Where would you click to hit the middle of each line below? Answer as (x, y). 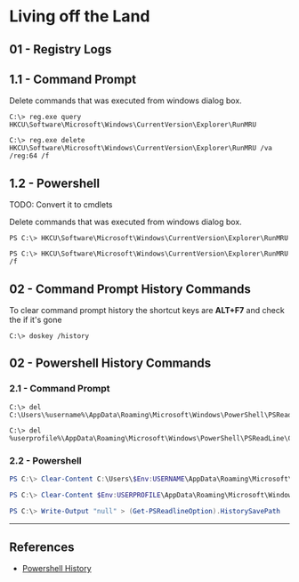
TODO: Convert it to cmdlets (61, 205)
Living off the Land (80, 16)
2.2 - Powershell (45, 460)
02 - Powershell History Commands (110, 364)
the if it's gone (36, 320)
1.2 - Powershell (55, 183)
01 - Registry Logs (61, 49)
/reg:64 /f (29, 156)
